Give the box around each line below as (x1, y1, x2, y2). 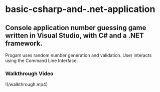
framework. (5, 39, 43, 47)
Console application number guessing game (5, 23, 146, 32)
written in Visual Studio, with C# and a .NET (5, 31, 144, 39)
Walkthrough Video (5, 70, 54, 77)
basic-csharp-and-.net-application (5, 3, 155, 15)
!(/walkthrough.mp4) (5, 81, 48, 87)
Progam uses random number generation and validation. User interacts (5, 52, 152, 58)
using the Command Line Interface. (5, 57, 78, 63)
